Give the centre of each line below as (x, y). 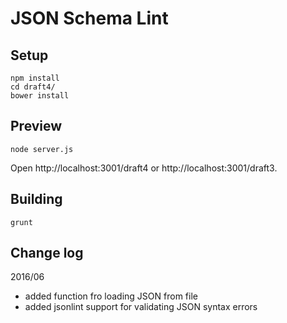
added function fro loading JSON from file (111, 296)
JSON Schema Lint (89, 18)
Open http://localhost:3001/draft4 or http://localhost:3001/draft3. (144, 168)
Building (36, 199)
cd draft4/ (33, 87)
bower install (40, 96)
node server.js (42, 149)
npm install (35, 78)
